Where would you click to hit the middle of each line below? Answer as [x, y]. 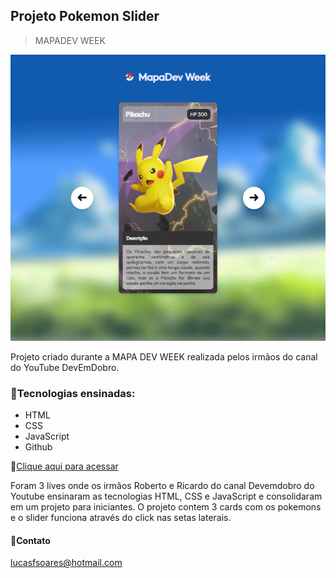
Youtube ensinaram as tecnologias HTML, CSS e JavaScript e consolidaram [166, 496]
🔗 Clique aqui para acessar [64, 466]
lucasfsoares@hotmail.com [66, 563]
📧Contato [30, 540]
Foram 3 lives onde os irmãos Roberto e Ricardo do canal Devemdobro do [162, 486]
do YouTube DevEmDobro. [65, 367]
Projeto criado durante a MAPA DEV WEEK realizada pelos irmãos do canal [164, 356]
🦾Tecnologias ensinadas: [73, 393]
